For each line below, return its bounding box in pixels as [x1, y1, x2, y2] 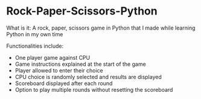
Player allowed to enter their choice [14, 66, 104, 74]
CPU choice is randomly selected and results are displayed [14, 73, 162, 80]
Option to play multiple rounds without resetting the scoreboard [14, 86, 173, 93]
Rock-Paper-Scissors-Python [6, 4, 158, 18]
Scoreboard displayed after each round [14, 80, 113, 87]
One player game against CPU [14, 54, 91, 61]
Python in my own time [6, 30, 63, 37]
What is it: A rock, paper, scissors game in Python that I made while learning [6, 24, 196, 31]
